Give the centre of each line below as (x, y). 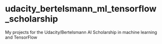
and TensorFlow (21, 37)
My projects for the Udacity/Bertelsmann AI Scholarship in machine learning (81, 32)
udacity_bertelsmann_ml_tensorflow (81, 9)
